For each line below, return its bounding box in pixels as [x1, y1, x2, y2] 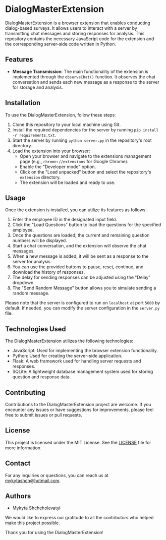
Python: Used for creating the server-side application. [12, 353, 122, 359]
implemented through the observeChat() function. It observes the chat [12, 73, 156, 80]
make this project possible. [5, 520, 60, 526]
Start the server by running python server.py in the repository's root [12, 137, 152, 143]
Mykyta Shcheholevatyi [12, 505, 61, 511]
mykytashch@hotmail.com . [5, 478, 61, 483]
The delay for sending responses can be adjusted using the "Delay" [12, 274, 151, 281]
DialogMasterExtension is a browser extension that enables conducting [5, 20, 151, 26]
